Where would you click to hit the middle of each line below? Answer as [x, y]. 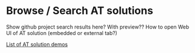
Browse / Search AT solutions [80, 11]
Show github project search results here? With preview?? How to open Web [98, 27]
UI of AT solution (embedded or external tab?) [62, 33]
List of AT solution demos [37, 44]
